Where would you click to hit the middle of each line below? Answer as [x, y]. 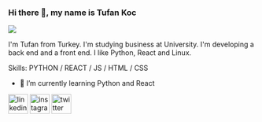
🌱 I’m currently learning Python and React [87, 83]
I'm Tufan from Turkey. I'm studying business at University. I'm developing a [131, 44]
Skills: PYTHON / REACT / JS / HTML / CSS [78, 68]
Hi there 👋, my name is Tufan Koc [72, 13]
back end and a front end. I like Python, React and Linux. [100, 53]
